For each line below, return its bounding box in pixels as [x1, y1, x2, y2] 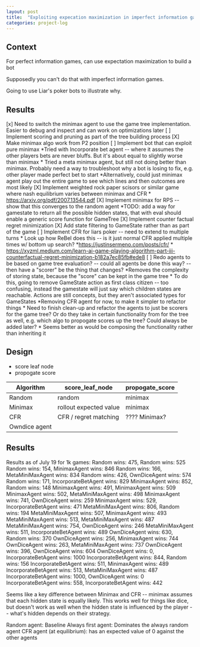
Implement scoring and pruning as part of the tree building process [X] [6, 133, 180, 140]
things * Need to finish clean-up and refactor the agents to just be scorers [6, 304, 188, 311]
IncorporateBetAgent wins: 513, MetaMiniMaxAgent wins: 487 [6, 566, 158, 574]
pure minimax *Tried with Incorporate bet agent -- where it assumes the [6, 146, 183, 153]
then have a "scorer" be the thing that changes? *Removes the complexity [6, 266, 189, 273]
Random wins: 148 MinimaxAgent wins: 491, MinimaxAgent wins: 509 [6, 484, 176, 491]
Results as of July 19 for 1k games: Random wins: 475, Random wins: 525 [6, 458, 186, 466]
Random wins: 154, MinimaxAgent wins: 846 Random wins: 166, [6, 465, 162, 472]
